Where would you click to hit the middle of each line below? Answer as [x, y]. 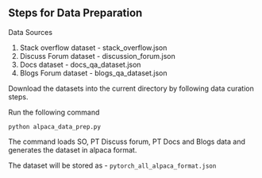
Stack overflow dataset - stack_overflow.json [93, 48]
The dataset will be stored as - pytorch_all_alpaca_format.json [112, 165]
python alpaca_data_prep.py [55, 126]
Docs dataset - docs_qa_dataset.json [80, 64]
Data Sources [31, 32]
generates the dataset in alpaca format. [73, 149]
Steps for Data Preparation [75, 13]
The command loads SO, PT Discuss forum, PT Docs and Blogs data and [127, 141]
